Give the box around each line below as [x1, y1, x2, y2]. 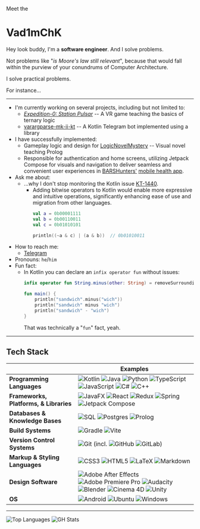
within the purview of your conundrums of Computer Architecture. [6, 63, 168, 70]
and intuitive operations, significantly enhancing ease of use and [32, 192, 192, 199]
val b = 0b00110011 [32, 216, 82, 222]
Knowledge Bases [9, 416, 61, 425]
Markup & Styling [9, 453, 60, 462]
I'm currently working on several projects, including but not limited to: [14, 104, 186, 111]
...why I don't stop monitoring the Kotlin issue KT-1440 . [23, 180, 159, 187]
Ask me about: [14, 173, 51, 181]
